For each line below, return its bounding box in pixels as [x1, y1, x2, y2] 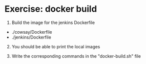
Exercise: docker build [4, 3, 97, 15]
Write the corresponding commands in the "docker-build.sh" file [11, 53, 141, 59]
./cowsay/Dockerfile [11, 29, 52, 35]
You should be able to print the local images [11, 43, 101, 49]
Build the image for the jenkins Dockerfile [11, 20, 95, 25]
